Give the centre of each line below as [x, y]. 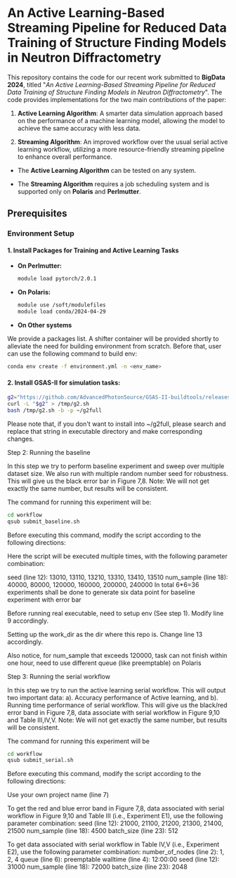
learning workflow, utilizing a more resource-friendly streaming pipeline [121, 149]
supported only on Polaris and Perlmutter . [79, 191]
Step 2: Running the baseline [49, 452]
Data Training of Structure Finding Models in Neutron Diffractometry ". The [115, 92]
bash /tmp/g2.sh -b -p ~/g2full [54, 410]
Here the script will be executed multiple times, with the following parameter [118, 556]
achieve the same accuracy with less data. [79, 128]
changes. [21, 439]
